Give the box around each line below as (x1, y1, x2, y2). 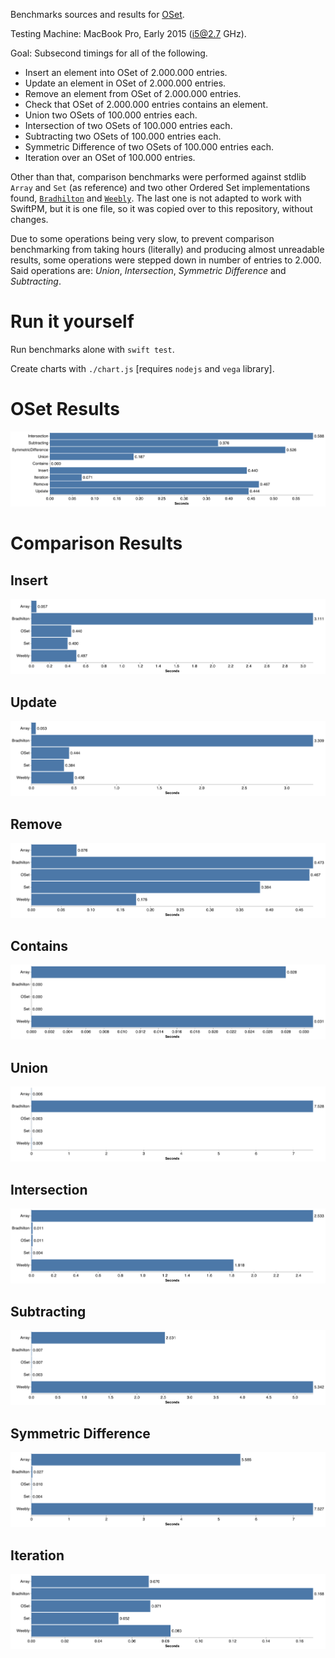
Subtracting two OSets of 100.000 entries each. (24, 130, 222, 142)
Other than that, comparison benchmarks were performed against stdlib (10, 171, 307, 183)
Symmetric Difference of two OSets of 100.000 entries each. (24, 141, 275, 153)
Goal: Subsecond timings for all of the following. (10, 47, 208, 59)
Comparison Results (10, 532, 183, 555)
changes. (10, 214, 49, 225)
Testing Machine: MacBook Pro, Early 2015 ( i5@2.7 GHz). (10, 28, 247, 39)
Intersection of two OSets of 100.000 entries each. (24, 120, 233, 131)
